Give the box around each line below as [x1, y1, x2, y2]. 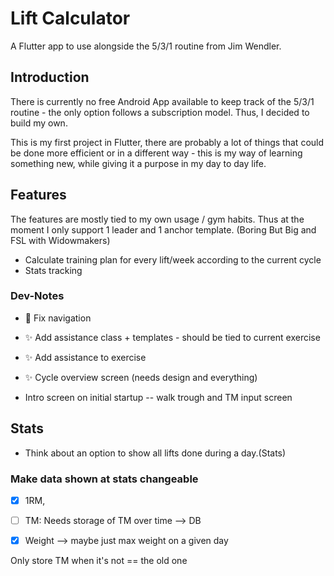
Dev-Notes [10, 289, 65, 303]
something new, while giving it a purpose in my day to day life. [10, 157, 267, 169]
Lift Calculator [10, 7, 131, 30]
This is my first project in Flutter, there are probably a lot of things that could [10, 136, 325, 148]
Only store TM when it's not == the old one [10, 555, 188, 567]
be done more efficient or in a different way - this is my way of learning [10, 147, 303, 159]
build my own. [10, 117, 68, 129]
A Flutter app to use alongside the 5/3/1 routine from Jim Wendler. [10, 40, 282, 52]
